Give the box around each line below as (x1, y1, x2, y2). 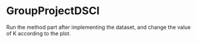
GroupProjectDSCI (6, 4, 100, 18)
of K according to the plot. (6, 29, 71, 37)
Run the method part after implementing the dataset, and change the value (6, 24, 191, 31)
